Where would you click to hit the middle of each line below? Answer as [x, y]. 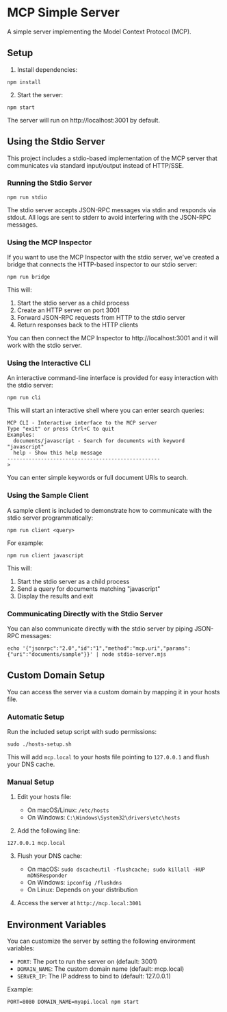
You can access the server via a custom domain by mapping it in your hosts [113, 692]
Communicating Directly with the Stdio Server [85, 613]
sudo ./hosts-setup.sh [39, 744]
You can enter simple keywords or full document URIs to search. [97, 478]
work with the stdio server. [44, 345]
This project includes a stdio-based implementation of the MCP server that [112, 158]
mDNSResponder [47, 876]
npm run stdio [27, 197]
